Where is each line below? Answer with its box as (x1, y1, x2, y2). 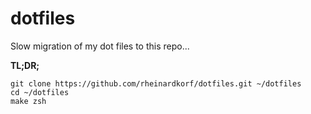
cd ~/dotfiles (10, 87, 70, 97)
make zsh (10, 96, 47, 106)
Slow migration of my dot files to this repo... (10, 40, 190, 52)
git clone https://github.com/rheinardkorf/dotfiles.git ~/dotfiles (10, 78, 302, 89)
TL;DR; (10, 59, 40, 71)
